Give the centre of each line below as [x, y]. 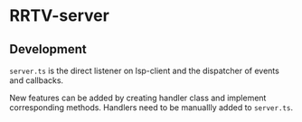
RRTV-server [60, 16]
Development [48, 49]
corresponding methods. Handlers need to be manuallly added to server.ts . [151, 108]
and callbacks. [37, 80]
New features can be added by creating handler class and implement [138, 98]
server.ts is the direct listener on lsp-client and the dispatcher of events [145, 70]
